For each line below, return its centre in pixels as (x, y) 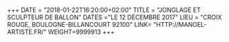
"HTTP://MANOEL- (180, 24)
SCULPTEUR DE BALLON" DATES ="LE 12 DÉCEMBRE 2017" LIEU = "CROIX (114, 17)
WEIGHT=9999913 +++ (81, 32)
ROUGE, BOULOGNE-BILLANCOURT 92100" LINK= (80, 24)
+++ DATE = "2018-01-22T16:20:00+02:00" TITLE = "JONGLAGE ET (104, 10)
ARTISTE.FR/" (27, 32)
